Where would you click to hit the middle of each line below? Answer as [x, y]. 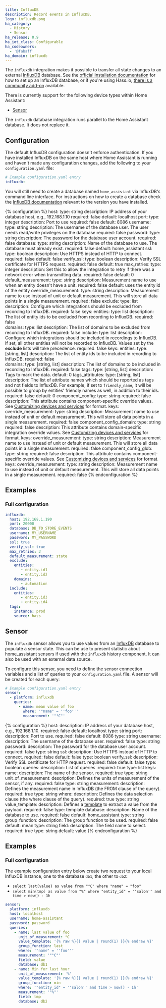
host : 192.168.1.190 [31, 519]
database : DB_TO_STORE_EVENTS [41, 529]
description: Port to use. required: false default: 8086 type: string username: [83, 736]
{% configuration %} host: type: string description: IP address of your [76, 212]
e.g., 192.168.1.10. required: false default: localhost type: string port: [74, 731]
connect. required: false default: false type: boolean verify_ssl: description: [81, 757]
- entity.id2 [34, 575]
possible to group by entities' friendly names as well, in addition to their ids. [82, 390]
